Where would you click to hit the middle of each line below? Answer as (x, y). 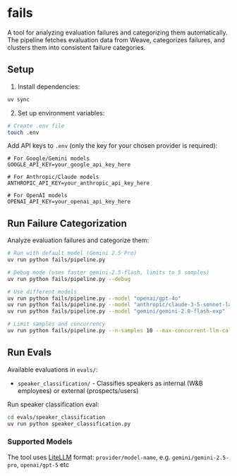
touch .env (23, 132)
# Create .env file (36, 126)
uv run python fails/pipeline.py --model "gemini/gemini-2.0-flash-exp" (116, 311)
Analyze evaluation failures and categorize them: (78, 240)
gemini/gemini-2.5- (200, 458)
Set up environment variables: (61, 113)
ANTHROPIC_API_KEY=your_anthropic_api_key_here (79, 183)
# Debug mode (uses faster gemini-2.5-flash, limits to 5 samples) (109, 273)
